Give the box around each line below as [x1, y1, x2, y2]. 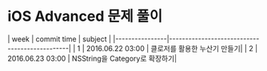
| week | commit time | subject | [7, 34, 112, 44]
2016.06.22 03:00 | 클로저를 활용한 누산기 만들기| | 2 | [86, 43, 258, 53]
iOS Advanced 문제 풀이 [7, 7, 163, 26]
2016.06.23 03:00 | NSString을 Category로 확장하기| [7, 53, 177, 63]
